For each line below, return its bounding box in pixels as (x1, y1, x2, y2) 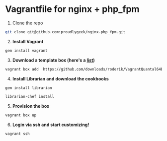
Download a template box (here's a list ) (12, 57, 95, 63)
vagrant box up (5, 113, 37, 118)
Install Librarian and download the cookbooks (12, 75, 109, 81)
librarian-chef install (5, 94, 55, 99)
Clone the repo (12, 20, 43, 26)
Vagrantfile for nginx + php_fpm (5, 3, 140, 15)
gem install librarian (5, 85, 52, 90)
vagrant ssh (5, 132, 30, 137)
